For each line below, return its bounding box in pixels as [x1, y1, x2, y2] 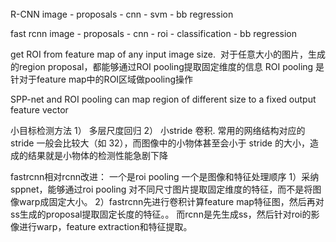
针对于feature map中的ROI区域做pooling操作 [10, 73, 194, 85]
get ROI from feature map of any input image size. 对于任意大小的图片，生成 [10, 48, 326, 60]
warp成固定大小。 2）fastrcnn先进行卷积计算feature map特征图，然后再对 [18, 195, 325, 207]
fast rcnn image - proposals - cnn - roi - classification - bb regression [10, 27, 297, 39]
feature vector [10, 103, 69, 116]
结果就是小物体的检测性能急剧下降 [27, 149, 168, 161]
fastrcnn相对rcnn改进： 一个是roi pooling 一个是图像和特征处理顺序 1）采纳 [10, 170, 320, 182]
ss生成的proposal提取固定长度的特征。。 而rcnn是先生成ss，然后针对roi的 [10, 208, 312, 220]
